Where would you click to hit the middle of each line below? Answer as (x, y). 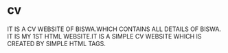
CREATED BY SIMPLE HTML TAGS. (57, 43)
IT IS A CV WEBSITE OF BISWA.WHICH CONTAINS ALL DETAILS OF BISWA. (114, 29)
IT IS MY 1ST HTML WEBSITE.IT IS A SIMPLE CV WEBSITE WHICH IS (104, 36)
